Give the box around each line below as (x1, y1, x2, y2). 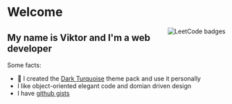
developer (7, 42, 52, 54)
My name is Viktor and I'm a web (7, 32, 151, 44)
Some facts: (7, 61, 42, 69)
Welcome (7, 4, 63, 20)
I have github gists (17, 89, 70, 97)
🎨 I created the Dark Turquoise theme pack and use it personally (17, 74, 201, 83)
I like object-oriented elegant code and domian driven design (17, 82, 192, 90)
